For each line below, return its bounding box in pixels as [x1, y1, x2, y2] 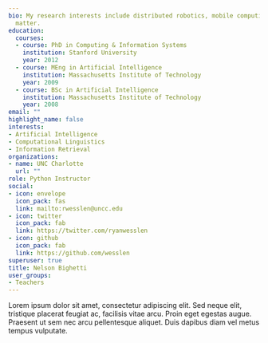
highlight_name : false [8, 116, 84, 124]
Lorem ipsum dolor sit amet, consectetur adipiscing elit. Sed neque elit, [8, 301, 242, 310]
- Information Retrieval [8, 145, 91, 153]
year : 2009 [22, 78, 59, 86]
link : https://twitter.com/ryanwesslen [15, 227, 148, 235]
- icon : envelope [8, 189, 66, 198]
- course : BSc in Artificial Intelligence [15, 85, 159, 94]
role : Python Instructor [8, 175, 91, 183]
